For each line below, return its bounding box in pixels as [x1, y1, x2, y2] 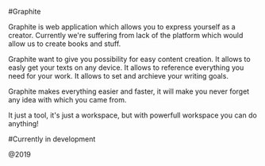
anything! [8, 119, 40, 128]
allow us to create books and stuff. [8, 39, 121, 48]
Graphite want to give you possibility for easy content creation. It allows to [8, 55, 252, 64]
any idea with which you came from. [8, 95, 127, 104]
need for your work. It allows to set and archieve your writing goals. [8, 71, 229, 80]
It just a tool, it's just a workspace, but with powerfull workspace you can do [8, 110, 258, 120]
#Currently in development [8, 134, 96, 144]
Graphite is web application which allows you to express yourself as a [8, 22, 236, 31]
